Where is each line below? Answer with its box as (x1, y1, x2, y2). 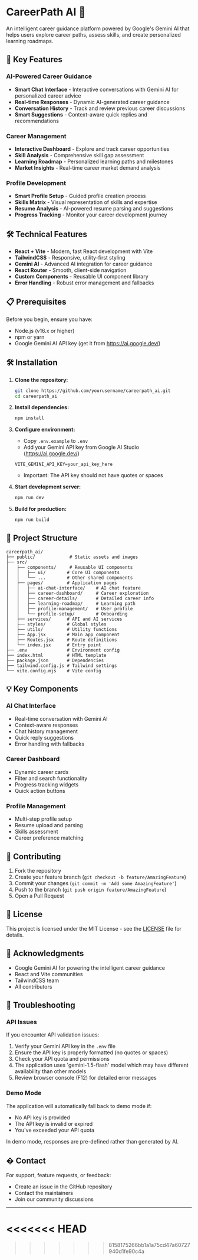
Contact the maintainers (14, 1190, 74, 1197)
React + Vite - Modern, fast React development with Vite (14, 248, 153, 255)
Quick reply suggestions (14, 734, 74, 741)
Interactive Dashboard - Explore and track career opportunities (14, 145, 170, 153)
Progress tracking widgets (14, 780, 79, 788)
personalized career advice (14, 92, 81, 99)
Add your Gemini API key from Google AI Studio (23, 443, 140, 451)
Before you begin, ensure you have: (6, 316, 93, 323)
